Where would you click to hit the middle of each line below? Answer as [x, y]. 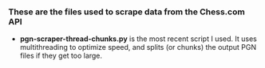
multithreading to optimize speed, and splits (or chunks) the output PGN [138, 47]
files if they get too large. [61, 56]
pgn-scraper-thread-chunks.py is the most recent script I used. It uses [138, 39]
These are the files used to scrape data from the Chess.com [127, 12]
